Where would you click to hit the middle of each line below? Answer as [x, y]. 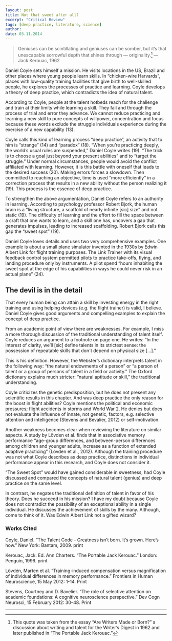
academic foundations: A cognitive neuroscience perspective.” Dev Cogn [83, 597]
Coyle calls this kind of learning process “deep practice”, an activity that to [84, 139]
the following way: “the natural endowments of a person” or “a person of [82, 366]
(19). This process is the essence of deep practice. [59, 189]
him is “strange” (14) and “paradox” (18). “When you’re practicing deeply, [82, 145]
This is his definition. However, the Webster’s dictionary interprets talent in [84, 361]
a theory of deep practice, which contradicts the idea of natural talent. [79, 92]
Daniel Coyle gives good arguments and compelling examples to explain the [85, 314]
